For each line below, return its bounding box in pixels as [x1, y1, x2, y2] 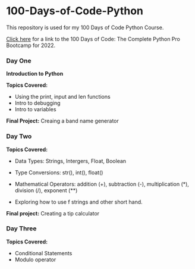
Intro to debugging [14, 99, 61, 107]
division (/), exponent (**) [14, 186, 78, 194]
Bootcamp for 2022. [6, 42, 56, 49]
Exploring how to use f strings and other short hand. [14, 198, 143, 205]
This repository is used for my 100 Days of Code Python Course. [6, 24, 164, 31]
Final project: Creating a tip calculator [6, 209, 100, 217]
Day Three [6, 224, 37, 233]
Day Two [6, 132, 32, 140]
